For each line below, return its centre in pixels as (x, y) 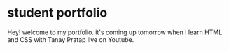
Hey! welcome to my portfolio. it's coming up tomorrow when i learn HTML (115, 32)
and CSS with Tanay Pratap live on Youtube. (71, 39)
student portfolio (57, 13)
